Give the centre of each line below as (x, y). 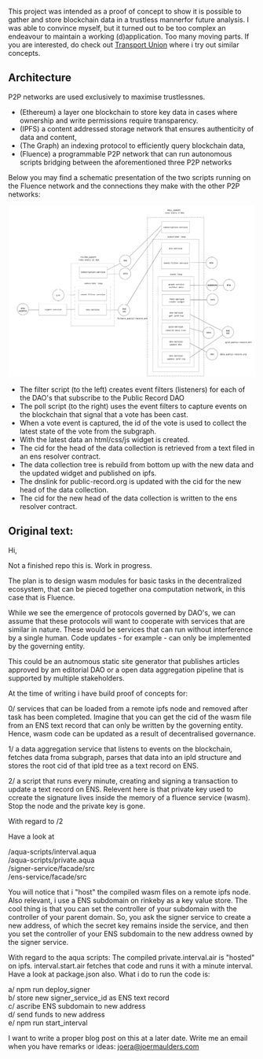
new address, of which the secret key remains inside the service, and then (128, 925)
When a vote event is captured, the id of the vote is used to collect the (133, 422)
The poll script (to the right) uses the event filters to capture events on (133, 406)
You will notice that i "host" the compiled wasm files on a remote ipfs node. (130, 891)
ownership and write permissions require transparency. (109, 120)
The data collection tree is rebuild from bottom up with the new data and (136, 464)
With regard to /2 (36, 821)
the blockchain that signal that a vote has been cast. (104, 414)
